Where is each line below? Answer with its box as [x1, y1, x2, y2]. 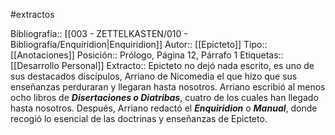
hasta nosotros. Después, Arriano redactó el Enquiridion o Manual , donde [10, 102, 318, 114]
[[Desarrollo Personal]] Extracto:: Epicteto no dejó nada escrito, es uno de [10, 60, 315, 71]
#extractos [10, 9, 55, 20]
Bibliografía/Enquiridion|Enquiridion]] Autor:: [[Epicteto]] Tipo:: [10, 39, 268, 50]
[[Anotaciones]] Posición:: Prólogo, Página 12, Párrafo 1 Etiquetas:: [10, 49, 284, 61]
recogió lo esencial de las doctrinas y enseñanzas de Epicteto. [10, 113, 268, 124]
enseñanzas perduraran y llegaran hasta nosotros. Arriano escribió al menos [10, 81, 326, 93]
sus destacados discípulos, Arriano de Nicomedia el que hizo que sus [10, 70, 298, 82]
